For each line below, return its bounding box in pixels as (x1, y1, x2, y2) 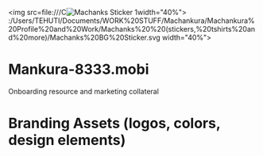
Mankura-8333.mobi (8, 60, 149, 78)
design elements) (8, 131, 126, 150)
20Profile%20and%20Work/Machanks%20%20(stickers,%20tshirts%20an (8, 25, 256, 33)
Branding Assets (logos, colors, (8, 115, 221, 132)
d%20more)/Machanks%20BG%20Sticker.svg (8, 32, 161, 42)
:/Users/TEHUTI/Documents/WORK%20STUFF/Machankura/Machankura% (8, 16, 256, 25)
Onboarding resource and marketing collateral (8, 86, 159, 96)
